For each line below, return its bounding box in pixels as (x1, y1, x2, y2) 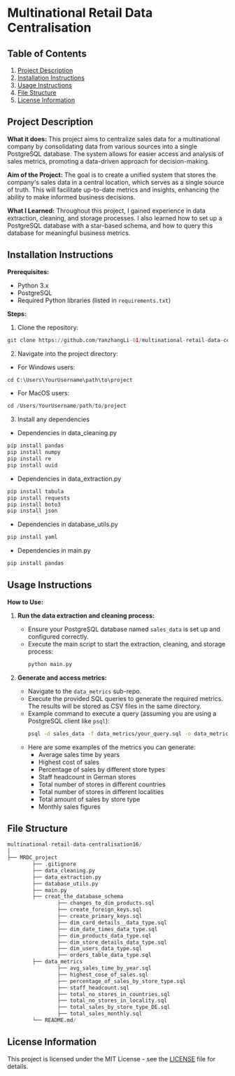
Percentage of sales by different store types (38, 765, 166, 774)
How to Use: (7, 597, 44, 606)
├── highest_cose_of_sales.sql (57, 971, 149, 978)
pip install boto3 (7, 501, 61, 508)
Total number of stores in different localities (38, 787, 164, 795)
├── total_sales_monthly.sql (57, 1010, 142, 1017)
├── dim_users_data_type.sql (57, 945, 142, 952)
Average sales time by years (38, 750, 120, 758)
